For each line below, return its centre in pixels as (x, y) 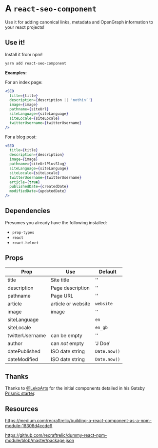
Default (108, 272)
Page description (70, 288)
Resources (22, 409)
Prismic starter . (20, 393)
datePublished (24, 351)
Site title (60, 280)
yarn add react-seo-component (36, 63)
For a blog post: (21, 137)
